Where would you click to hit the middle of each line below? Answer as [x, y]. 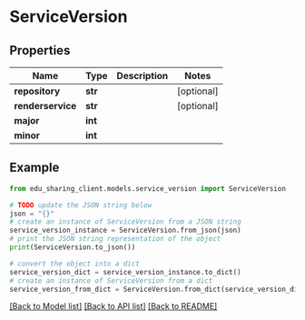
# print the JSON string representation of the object [115, 239]
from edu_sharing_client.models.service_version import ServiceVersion [148, 188]
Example [34, 168]
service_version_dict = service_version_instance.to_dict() [126, 272]
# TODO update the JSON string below [81, 205]
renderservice [45, 106]
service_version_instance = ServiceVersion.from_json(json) [126, 230]
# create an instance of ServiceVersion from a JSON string [126, 222]
